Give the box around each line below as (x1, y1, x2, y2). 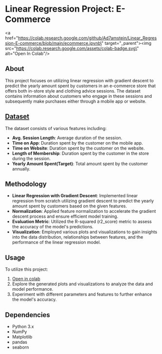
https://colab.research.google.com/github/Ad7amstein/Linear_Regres (18, 35, 157, 41)
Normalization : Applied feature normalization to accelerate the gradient (12, 208, 156, 214)
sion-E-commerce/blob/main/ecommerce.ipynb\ (5, 40, 102, 46)
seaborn (12, 344, 29, 350)
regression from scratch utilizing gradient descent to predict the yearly (12, 198, 154, 204)
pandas (12, 339, 28, 345)
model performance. (12, 286, 54, 292)
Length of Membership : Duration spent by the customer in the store (12, 150, 149, 156)
